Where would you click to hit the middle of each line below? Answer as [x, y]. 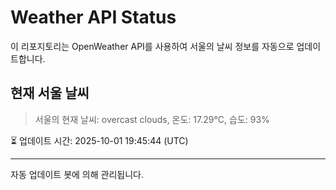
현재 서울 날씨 [50, 93]
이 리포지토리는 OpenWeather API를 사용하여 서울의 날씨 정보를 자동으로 [152, 46]
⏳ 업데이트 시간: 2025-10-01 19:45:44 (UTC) [99, 140]
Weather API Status [93, 17]
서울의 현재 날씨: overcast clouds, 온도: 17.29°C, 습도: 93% [152, 119]
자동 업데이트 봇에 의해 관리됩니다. [77, 174]
